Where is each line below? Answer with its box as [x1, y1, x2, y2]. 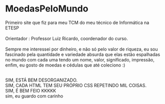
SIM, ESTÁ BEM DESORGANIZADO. [5, 77, 78, 83]
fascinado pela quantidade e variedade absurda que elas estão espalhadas [5, 51, 160, 57]
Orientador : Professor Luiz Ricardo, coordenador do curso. [5, 35, 128, 41]
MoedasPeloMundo [5, 3, 89, 14]
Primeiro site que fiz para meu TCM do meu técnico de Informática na [5, 19, 149, 25]
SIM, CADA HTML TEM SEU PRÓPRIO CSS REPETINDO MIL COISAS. [5, 82, 147, 88]
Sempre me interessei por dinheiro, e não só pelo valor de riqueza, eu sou [5, 46, 158, 52]
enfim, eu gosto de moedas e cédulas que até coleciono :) [5, 62, 125, 68]
